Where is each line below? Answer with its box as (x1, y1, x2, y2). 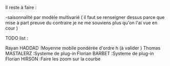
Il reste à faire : (5, 5, 37, 10)
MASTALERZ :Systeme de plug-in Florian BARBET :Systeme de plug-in (5, 51, 154, 56)
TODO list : (5, 35, 28, 41)
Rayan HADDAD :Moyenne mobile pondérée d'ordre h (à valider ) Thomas (5, 45, 161, 51)
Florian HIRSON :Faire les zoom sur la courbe (5, 56, 101, 62)
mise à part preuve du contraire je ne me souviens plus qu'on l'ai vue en (5, 20, 158, 26)
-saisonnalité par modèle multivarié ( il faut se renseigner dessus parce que (5, 14, 165, 20)
